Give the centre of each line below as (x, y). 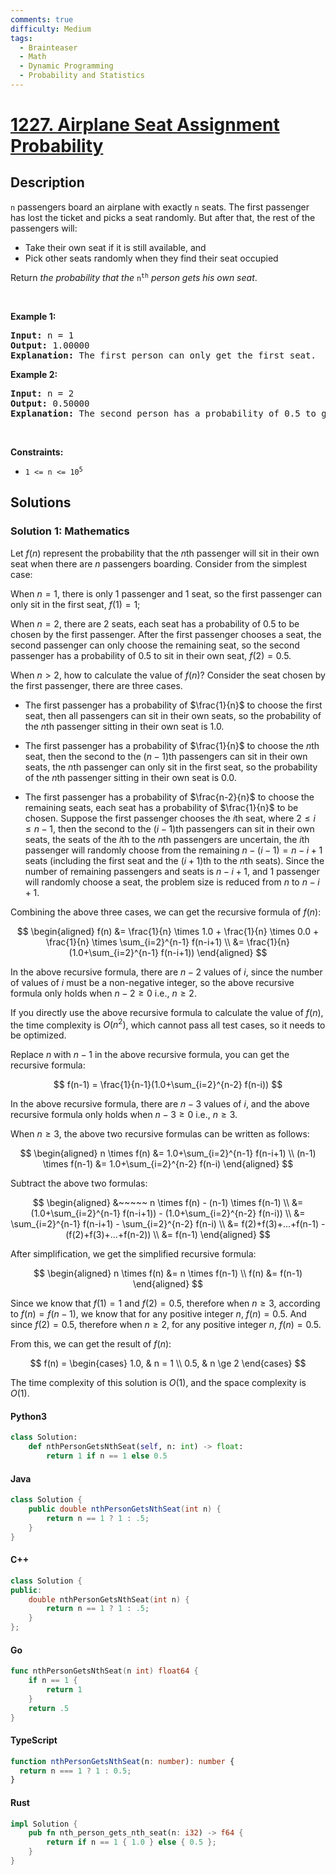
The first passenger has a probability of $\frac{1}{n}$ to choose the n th (172, 745)
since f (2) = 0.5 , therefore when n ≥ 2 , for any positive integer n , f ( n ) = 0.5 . (166, 1325)
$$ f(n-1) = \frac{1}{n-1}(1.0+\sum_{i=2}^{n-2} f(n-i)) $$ (168, 1085)
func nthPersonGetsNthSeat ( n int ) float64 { (104, 1671)
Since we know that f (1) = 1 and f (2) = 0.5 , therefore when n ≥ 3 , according (165, 1303)
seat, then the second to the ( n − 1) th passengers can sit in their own (166, 756)
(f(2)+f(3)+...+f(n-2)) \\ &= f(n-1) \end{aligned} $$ (168, 1235)
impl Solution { (44, 1824)
